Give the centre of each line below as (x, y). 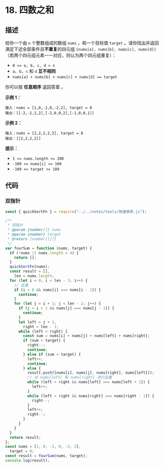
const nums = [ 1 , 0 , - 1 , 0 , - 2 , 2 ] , (43, 447)
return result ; (25, 437)
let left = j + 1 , (37, 322)
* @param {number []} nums (34, 230)
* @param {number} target (34, 234)
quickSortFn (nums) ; (30, 267)
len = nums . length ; (34, 276)
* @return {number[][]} (32, 239)
